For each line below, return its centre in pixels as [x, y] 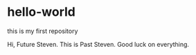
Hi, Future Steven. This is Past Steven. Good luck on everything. [98, 44]
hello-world [42, 12]
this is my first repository [43, 31]
